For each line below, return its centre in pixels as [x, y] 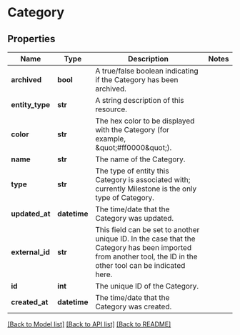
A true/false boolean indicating [147, 71]
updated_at [31, 214]
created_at [30, 302]
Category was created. [134, 306]
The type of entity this [132, 171]
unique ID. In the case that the [145, 239]
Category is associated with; [143, 180]
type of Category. [125, 197]
